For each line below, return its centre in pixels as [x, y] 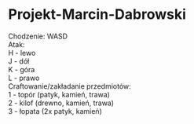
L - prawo [24, 78]
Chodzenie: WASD [38, 36]
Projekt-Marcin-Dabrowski [97, 15]
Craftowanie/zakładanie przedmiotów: [70, 86]
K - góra [22, 69]
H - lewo [22, 53]
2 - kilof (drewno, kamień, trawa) [61, 103]
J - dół [19, 61]
